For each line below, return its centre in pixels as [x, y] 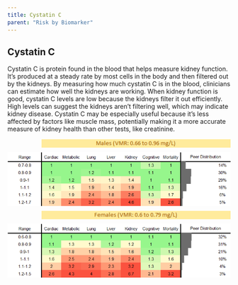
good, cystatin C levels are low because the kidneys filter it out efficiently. [115, 99]
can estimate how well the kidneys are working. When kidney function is [113, 91]
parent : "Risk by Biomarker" [50, 22]
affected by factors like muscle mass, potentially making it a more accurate [117, 122]
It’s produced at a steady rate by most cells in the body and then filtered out [118, 76]
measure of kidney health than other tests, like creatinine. [91, 129]
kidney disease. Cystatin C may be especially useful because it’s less [108, 114]
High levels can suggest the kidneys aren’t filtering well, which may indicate [118, 107]
